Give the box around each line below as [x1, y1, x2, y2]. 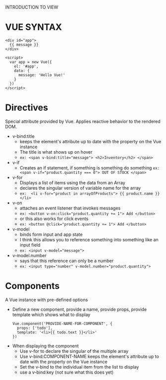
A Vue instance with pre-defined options [5, 297, 88, 303]
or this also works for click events [19, 216, 89, 221]
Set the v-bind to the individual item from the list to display [19, 364, 139, 370]
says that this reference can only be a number [19, 258, 114, 264]
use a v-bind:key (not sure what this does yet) [19, 369, 114, 375]
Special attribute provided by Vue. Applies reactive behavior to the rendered [5, 118, 161, 124]
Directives [5, 102, 49, 113]
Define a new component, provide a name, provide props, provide [12, 306, 147, 312]
